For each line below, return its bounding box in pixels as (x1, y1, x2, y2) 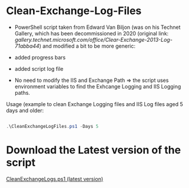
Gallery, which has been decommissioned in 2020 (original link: (14, 29, 169, 37)
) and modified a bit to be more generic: (39, 42, 135, 50)
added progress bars (14, 54, 66, 61)
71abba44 (14, 42, 39, 50)
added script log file (14, 65, 64, 72)
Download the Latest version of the (6, 143, 181, 157)
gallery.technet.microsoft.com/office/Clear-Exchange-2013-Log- (14, 36, 173, 43)
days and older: (6, 107, 44, 114)
